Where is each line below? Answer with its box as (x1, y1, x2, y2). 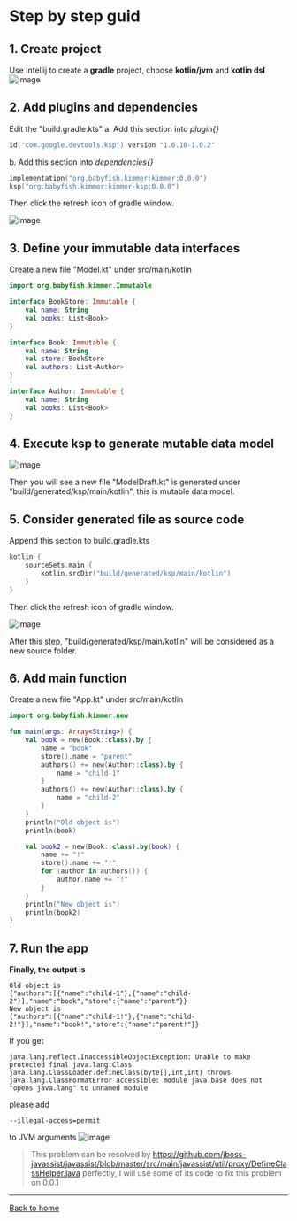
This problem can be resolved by (30, 1149, 151, 1160)
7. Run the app (9, 940, 88, 955)
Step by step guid (9, 6, 141, 27)
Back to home (9, 1202, 60, 1214)
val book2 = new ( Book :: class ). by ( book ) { (25, 842, 179, 851)
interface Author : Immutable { (9, 387, 125, 396)
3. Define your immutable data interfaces (9, 241, 240, 256)
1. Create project (9, 42, 102, 57)
